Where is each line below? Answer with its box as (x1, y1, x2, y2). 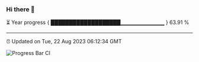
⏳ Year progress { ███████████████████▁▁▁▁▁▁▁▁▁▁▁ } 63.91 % (6, 19, 190, 26)
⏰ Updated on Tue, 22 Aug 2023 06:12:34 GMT (6, 38, 122, 45)
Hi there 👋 (6, 5, 36, 13)
